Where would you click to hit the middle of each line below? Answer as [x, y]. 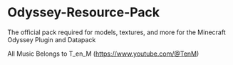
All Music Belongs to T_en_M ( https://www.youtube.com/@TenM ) [103, 54]
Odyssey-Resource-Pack [84, 12]
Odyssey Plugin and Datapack [52, 39]
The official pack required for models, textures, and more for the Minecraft [116, 32]
